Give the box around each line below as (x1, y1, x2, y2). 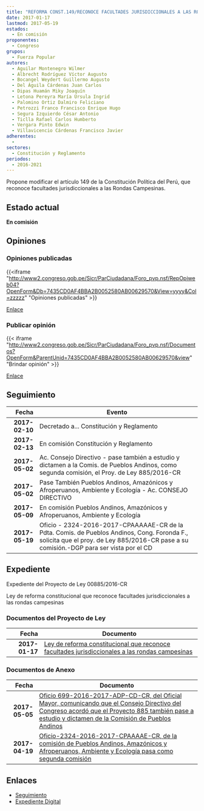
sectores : (6, 144, 32, 151)
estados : (6, 26, 29, 32)
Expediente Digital (15, 798, 61, 806)
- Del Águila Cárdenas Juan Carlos (12, 83, 102, 89)
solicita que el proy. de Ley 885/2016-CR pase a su (39, 536, 189, 544)
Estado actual (6, 202, 59, 213)
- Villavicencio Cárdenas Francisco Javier (12, 128, 123, 134)
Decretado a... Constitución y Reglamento (39, 422, 158, 430)
